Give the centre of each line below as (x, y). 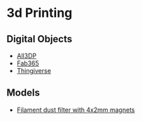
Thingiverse (34, 71)
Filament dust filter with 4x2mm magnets (76, 110)
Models (23, 93)
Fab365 (28, 63)
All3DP (26, 56)
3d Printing (40, 13)
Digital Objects (40, 39)
